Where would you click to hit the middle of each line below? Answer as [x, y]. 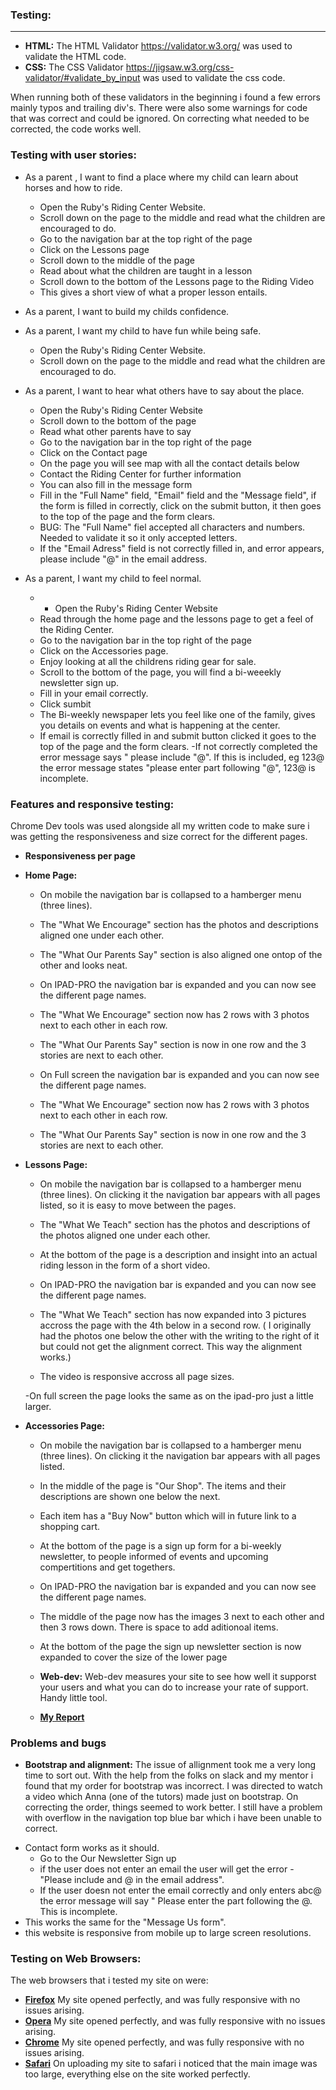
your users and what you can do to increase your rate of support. [174, 1687]
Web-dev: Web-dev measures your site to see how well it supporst [178, 1676]
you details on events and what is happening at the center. [160, 725]
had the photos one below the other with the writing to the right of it [179, 1335]
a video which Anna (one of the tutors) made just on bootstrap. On [161, 1797]
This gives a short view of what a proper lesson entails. [153, 292]
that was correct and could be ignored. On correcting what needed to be [160, 119]
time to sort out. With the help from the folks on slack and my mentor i [169, 1775]
